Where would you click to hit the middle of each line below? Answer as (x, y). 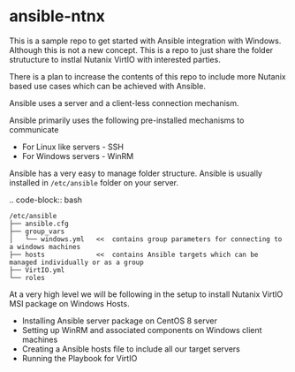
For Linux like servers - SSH (72, 147)
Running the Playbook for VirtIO (79, 358)
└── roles (27, 277)
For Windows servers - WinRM (78, 156)
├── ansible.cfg (39, 224)
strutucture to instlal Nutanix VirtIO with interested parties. (115, 59)
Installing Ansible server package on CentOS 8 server (120, 321)
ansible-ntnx (57, 16)
